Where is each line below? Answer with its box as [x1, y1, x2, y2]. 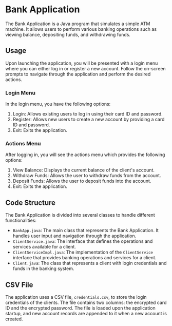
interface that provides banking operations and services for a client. [12, 255, 157, 261]
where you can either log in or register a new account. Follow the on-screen [5, 65, 166, 71]
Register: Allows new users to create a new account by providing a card [12, 117, 165, 123]
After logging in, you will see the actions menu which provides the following [5, 151, 165, 158]
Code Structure [5, 198, 55, 207]
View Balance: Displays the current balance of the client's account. [12, 167, 155, 173]
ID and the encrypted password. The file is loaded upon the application [5, 304, 156, 311]
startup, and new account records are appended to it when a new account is [5, 310, 167, 316]
